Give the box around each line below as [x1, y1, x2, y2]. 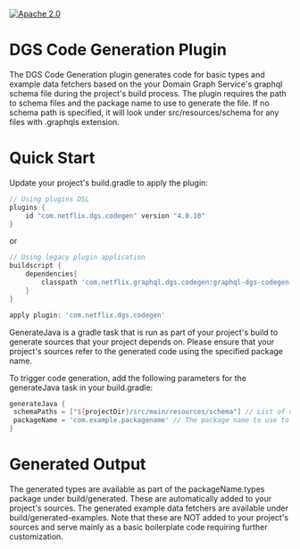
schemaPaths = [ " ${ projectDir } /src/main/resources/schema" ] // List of [12, 407, 286, 417]
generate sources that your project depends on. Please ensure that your [9, 336, 275, 347]
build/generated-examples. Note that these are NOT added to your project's [9, 512, 288, 522]
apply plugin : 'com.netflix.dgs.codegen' [9, 311, 166, 320]
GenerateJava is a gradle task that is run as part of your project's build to [9, 327, 279, 337]
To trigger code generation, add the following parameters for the [9, 372, 247, 383]
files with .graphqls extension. [9, 116, 121, 127]
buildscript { [9, 262, 62, 270]
